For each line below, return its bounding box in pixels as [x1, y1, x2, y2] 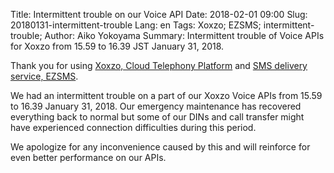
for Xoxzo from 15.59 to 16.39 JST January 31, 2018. [10, 40, 225, 52]
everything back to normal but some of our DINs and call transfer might [10, 111, 305, 123]
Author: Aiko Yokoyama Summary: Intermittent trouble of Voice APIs [44, 30, 325, 41]
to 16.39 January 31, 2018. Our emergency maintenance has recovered [10, 100, 302, 112]
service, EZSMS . [10, 70, 79, 82]
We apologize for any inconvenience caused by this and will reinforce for [10, 141, 311, 153]
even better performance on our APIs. [10, 152, 167, 163]
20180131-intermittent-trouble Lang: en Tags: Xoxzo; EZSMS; [10, 19, 262, 31]
